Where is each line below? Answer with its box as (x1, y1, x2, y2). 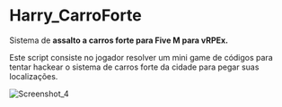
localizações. (9, 70, 58, 81)
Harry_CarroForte (9, 5, 142, 26)
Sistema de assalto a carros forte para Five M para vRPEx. (9, 35, 229, 45)
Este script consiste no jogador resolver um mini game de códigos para (9, 52, 273, 62)
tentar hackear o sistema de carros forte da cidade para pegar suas (9, 62, 260, 72)
